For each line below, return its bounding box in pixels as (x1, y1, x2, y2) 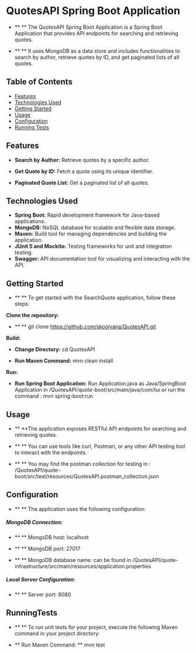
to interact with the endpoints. (14, 449, 87, 456)
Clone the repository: (6, 312, 59, 319)
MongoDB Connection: (6, 519, 63, 526)
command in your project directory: (14, 630, 100, 637)
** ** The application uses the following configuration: (14, 505, 146, 512)
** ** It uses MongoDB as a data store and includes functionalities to (14, 47, 180, 54)
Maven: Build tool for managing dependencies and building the (14, 230, 167, 237)
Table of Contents (6, 77, 73, 87)
